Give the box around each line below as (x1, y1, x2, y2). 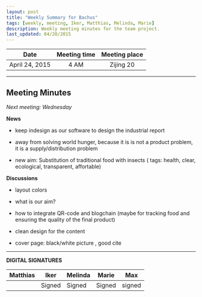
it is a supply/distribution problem (14, 145, 98, 152)
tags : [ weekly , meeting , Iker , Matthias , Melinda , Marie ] (6, 20, 155, 26)
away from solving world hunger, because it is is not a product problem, (14, 138, 194, 145)
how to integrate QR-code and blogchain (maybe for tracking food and (14, 209, 190, 217)
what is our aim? (14, 198, 56, 205)
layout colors (14, 186, 47, 193)
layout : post (6, 8, 39, 15)
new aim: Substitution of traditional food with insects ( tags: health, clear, (14, 156, 196, 163)
